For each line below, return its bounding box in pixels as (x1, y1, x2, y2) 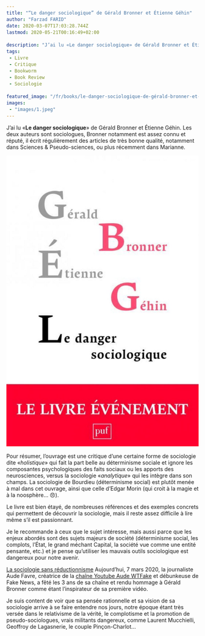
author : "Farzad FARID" (6, 16, 67, 23)
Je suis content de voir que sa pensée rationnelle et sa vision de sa (6, 597, 176, 604)
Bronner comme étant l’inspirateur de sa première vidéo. (6, 585, 148, 593)
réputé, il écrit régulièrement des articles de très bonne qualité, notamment (6, 137, 195, 144)
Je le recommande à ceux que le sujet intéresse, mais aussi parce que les (6, 528, 192, 535)
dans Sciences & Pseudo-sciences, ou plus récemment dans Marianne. (6, 143, 186, 151)
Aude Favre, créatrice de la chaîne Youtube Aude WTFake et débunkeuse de (6, 573, 199, 580)
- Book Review (9, 74, 45, 81)
